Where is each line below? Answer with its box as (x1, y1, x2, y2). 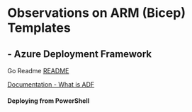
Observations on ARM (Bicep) (7, 5, 186, 21)
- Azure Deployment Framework (7, 48, 152, 60)
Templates (7, 20, 71, 36)
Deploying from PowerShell (7, 97, 90, 105)
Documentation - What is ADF (7, 80, 95, 89)
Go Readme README (7, 67, 69, 75)
